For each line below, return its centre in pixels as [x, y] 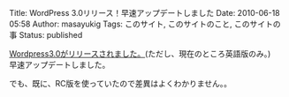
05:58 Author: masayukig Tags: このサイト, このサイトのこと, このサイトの [145, 24]
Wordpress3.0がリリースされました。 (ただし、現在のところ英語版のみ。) [140, 54]
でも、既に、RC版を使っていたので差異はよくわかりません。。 [121, 83]
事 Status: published [46, 35]
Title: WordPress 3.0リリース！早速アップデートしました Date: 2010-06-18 [144, 13]
